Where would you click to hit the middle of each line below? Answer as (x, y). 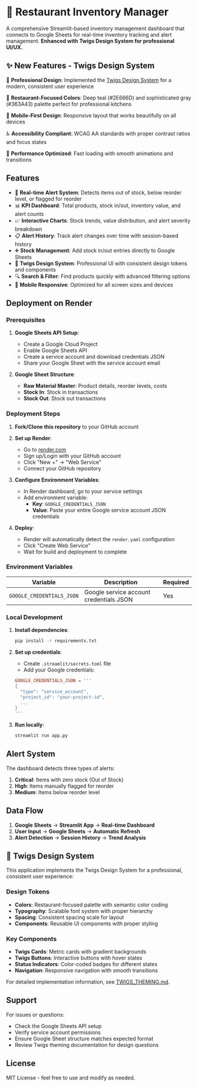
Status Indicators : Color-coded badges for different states (86, 964)
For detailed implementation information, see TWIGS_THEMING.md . (88, 982)
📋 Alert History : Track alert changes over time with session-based (96, 235)
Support (22, 1001)
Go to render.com (45, 449)
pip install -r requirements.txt (56, 641)
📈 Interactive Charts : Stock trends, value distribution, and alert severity (103, 220)
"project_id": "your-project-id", (62, 697)
